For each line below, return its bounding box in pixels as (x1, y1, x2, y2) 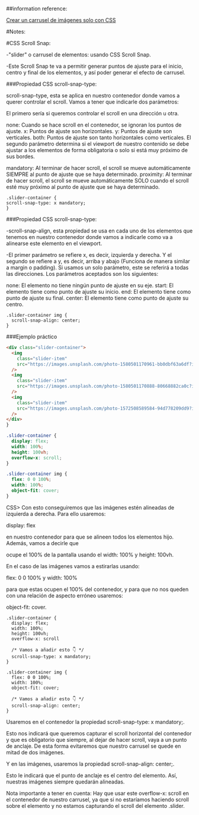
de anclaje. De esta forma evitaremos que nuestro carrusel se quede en (6, 742, 181, 750)
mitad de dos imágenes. (6, 748, 65, 756)
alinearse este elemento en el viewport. (6, 240, 102, 247)
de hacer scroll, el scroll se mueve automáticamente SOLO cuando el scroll (6, 177, 189, 184)
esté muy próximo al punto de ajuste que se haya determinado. (6, 184, 160, 190)
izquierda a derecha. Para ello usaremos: (6, 510, 106, 517)
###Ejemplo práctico (6, 333, 57, 340)
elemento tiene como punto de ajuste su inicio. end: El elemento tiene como (6, 288, 191, 295)
